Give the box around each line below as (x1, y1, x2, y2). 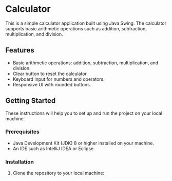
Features (5, 46, 34, 55)
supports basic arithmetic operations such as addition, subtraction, (5, 25, 147, 31)
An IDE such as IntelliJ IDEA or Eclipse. (12, 145, 95, 152)
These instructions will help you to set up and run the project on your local (5, 110, 163, 116)
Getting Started (5, 96, 56, 105)
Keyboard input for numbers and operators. (12, 76, 105, 82)
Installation (5, 158, 34, 165)
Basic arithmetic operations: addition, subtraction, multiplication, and (12, 60, 158, 66)
